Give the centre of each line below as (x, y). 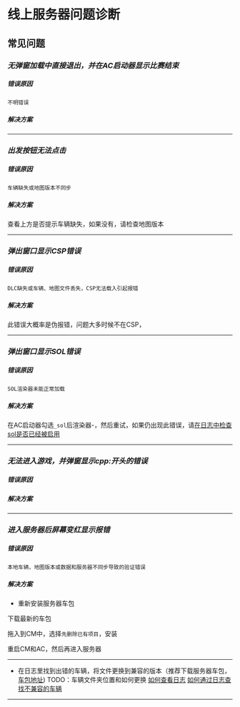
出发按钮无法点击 (37, 151)
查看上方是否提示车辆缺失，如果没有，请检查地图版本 (86, 224)
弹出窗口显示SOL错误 (44, 352)
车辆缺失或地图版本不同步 (39, 188)
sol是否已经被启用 (34, 434)
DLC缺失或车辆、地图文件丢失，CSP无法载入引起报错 (73, 289)
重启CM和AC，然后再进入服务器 (55, 649)
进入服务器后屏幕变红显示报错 (59, 530)
